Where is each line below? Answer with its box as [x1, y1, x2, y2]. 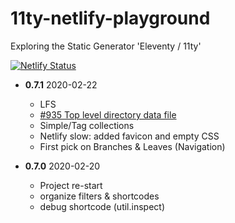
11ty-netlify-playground [10, 7, 211, 30]
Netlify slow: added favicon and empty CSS [39, 130, 220, 142]
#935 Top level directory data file [39, 108, 177, 121]
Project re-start [39, 179, 103, 191]
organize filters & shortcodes [39, 190, 160, 202]
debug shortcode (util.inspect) [39, 200, 166, 212]
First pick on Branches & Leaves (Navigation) [39, 140, 226, 152]
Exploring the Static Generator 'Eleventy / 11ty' [10, 40, 202, 52]
